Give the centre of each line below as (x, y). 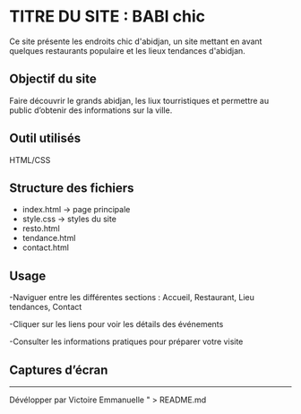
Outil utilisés (45, 138)
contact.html (46, 247)
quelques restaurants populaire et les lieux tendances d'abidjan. (128, 50)
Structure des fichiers (72, 188)
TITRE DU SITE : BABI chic (107, 17)
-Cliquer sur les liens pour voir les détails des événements (116, 324)
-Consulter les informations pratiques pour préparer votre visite (126, 341)
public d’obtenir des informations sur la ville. (91, 110)
